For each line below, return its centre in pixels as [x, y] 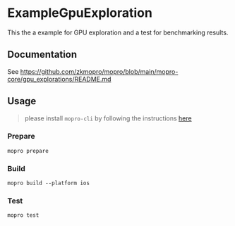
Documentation [42, 55]
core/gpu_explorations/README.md [59, 79]
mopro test [23, 215]
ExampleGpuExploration [80, 13]
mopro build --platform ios [49, 183]
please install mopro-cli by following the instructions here [108, 118]
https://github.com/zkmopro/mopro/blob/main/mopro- [99, 71]
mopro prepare [28, 151]
